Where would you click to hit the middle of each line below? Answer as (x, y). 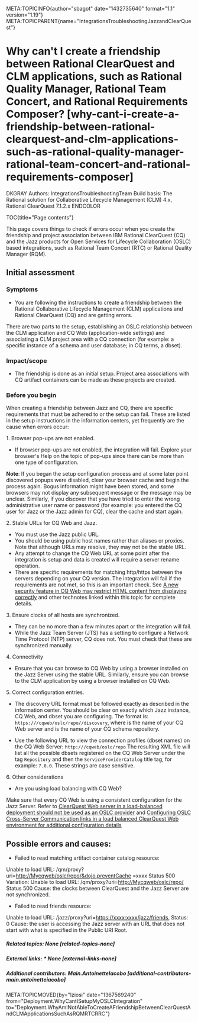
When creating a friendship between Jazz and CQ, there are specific (90, 408)
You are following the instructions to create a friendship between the (98, 302)
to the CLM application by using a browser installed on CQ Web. (92, 681)
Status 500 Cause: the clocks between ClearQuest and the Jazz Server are (98, 888)
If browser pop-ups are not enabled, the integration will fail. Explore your (103, 450)
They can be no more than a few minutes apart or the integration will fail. (103, 627)
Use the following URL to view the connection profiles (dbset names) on (102, 740)
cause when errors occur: (38, 427)
